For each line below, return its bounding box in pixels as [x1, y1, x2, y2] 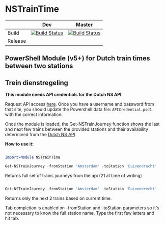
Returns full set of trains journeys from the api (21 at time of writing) [5, 172, 142, 178]
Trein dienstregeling [5, 79, 69, 87]
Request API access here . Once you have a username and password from [5, 101, 155, 107]
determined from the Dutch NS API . [5, 132, 77, 138]
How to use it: [5, 141, 34, 147]
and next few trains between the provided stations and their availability [5, 126, 148, 132]
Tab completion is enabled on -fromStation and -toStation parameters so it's [5, 205, 160, 211]
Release [7, 37, 26, 44]
